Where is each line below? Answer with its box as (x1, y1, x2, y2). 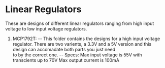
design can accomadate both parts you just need (12, 46, 116, 52)
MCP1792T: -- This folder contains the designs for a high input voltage (12, 36, 160, 42)
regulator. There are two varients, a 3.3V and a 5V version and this (12, 41, 152, 47)
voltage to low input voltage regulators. (5, 25, 87, 31)
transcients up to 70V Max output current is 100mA (12, 57, 119, 63)
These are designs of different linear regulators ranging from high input (5, 20, 154, 26)
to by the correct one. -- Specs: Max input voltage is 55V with (12, 52, 142, 58)
